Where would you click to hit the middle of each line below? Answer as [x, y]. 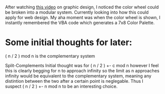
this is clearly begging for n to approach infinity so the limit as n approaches [82, 70]
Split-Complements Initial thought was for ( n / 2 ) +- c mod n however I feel [82, 65]
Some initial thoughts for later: [69, 42]
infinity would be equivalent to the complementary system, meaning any [78, 76]
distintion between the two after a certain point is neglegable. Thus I [74, 81]
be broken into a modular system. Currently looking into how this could [77, 12]
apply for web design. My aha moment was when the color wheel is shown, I [83, 17]
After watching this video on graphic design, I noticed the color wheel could [82, 7]
